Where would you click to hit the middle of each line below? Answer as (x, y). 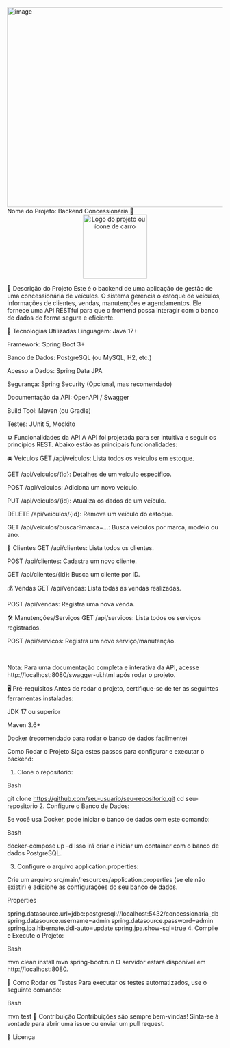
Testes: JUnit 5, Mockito (41, 424)
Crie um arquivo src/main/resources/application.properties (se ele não (106, 880)
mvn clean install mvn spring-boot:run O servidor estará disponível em (106, 962)
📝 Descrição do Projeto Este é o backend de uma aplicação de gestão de (110, 288)
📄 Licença (21, 1037)
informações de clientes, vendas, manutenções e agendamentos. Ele (104, 303)
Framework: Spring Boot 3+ (46, 344)
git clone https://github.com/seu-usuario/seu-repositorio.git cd (96, 799)
